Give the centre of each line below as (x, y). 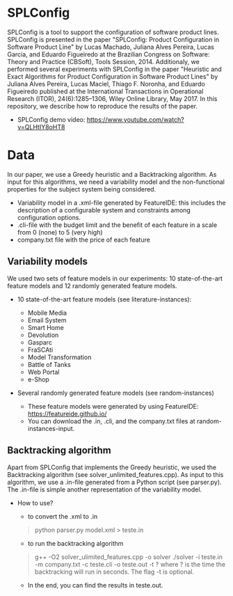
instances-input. (51, 428)
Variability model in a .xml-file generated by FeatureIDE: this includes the (121, 203)
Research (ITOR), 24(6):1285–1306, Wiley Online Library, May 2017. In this (112, 98)
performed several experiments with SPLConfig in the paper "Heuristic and (115, 69)
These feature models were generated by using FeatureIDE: (113, 406)
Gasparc (40, 342)
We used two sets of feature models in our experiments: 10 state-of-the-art (115, 278)
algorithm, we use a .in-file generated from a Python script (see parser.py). (114, 482)
